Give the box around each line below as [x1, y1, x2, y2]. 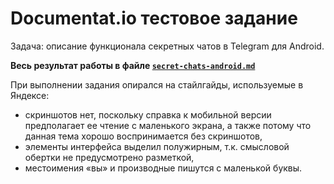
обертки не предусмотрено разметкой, [24, 151, 195, 163]
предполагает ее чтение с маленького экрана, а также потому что [24, 119, 312, 131]
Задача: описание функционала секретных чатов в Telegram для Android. [10, 40, 325, 52]
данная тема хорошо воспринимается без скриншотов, [24, 130, 263, 142]
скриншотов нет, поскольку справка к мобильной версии [24, 108, 272, 121]
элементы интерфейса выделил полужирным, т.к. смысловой [24, 140, 290, 152]
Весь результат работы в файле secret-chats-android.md [10, 59, 256, 71]
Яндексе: [10, 89, 50, 101]
